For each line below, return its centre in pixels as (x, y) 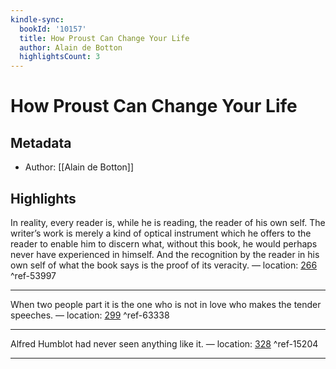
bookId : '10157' (53, 29)
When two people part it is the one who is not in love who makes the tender (166, 304)
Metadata (41, 142)
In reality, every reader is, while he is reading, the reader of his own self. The (168, 222)
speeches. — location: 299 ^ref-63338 (90, 315)
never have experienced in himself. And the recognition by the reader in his (165, 254)
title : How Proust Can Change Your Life (104, 38)
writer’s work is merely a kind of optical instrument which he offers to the (161, 233)
